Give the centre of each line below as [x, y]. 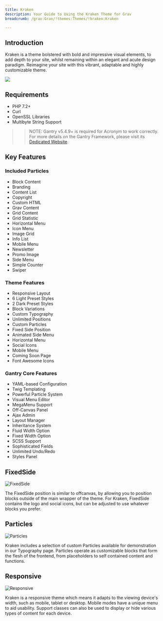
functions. [15, 561]
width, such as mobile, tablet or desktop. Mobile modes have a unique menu [81, 603]
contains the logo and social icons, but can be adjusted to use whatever [77, 504]
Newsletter [23, 249]
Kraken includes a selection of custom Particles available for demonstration [81, 545]
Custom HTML [27, 202]
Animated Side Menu [33, 335]
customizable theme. [26, 70]
